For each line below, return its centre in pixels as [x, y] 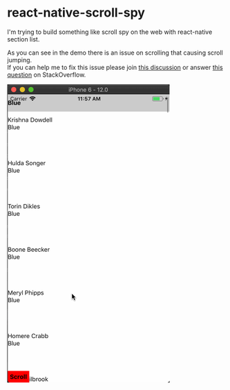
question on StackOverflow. [47, 75]
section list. [23, 39]
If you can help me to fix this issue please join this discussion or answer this [115, 67]
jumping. [20, 59]
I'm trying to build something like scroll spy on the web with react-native [110, 32]
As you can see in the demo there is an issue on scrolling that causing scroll [115, 53]
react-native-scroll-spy [76, 13]
